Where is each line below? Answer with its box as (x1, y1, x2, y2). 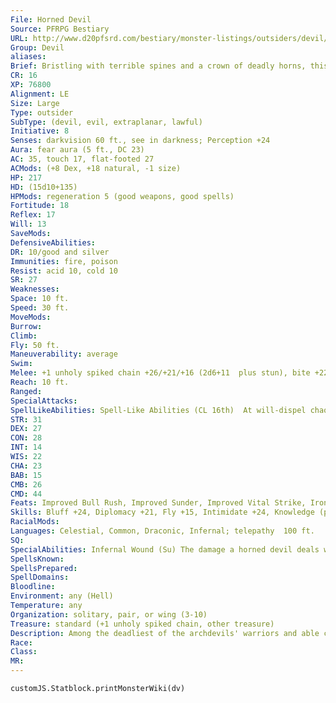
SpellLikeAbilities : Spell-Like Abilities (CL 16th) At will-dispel (10, 405, 307, 415)
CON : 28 (10, 433, 43, 443)
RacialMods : (10, 517, 60, 527)
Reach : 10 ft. (10, 377, 70, 387)
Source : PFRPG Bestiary (10, 24, 110, 34)
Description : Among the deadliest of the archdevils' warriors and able (10, 628, 320, 638)
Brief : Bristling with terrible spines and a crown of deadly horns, (10, 61, 307, 71)
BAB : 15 (10, 470, 43, 480)
